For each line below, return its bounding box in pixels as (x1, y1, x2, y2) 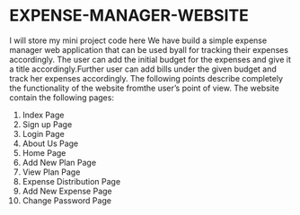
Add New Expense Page (22, 185, 112, 196)
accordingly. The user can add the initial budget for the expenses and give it (9, 54, 292, 64)
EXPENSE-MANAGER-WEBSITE (9, 5, 250, 26)
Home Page (22, 147, 66, 158)
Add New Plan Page (22, 157, 97, 168)
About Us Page (22, 138, 79, 149)
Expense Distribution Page (22, 176, 121, 186)
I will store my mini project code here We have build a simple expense (9, 35, 268, 46)
